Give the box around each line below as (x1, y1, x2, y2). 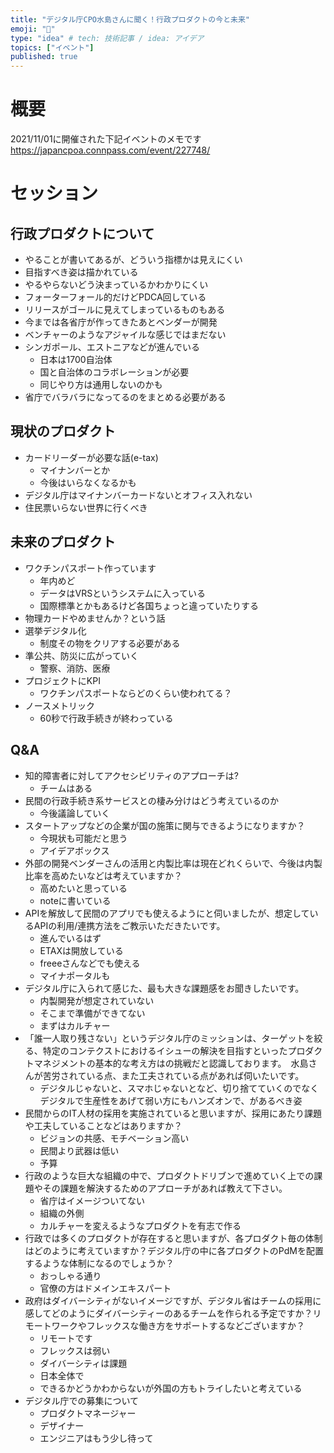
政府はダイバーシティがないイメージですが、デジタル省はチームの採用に (24, 1294, 322, 1306)
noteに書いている (39, 894, 112, 906)
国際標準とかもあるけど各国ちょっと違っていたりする (39, 599, 259, 611)
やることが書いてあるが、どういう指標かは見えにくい (24, 254, 243, 266)
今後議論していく (39, 807, 111, 819)
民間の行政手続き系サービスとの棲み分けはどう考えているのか (24, 794, 279, 806)
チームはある (39, 782, 93, 794)
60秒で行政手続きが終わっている (39, 712, 174, 724)
